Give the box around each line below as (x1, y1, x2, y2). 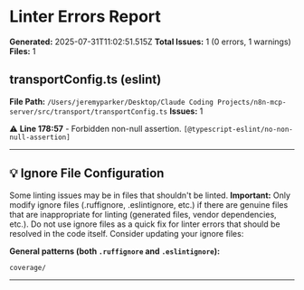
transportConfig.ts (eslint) (9, 72, 162, 88)
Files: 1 (9, 45, 36, 56)
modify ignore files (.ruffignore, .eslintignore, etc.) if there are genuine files (9, 199, 289, 210)
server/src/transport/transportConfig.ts (9, 107, 168, 117)
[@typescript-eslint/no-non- (183, 125, 294, 134)
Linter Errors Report (9, 6, 161, 27)
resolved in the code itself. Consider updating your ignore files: (9, 228, 244, 239)
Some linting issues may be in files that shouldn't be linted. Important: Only (9, 190, 291, 201)
